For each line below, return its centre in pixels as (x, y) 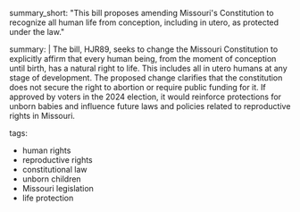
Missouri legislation (58, 188)
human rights (46, 150)
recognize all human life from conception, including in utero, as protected (144, 22)
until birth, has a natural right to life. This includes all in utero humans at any (148, 68)
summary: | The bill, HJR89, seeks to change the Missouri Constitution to (144, 49)
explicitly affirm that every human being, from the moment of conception (143, 59)
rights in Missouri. (42, 116)
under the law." (37, 32)
